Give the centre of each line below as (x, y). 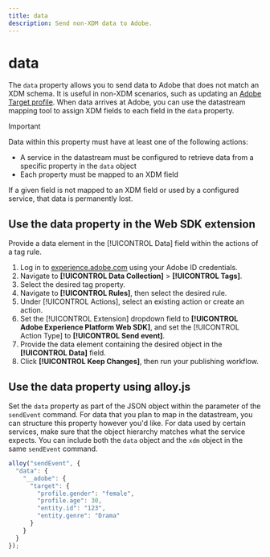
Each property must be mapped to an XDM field (99, 174)
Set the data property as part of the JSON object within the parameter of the (135, 406)
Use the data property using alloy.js (100, 387)
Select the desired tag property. (73, 285)
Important (25, 126)
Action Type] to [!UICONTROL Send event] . (92, 336)
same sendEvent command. (53, 449)
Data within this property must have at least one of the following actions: (128, 142)
